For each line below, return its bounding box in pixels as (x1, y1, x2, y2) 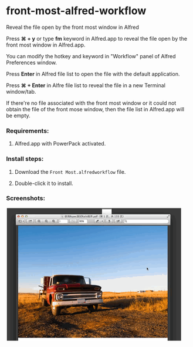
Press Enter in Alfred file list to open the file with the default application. (6, 70, 180, 77)
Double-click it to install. (14, 180, 73, 187)
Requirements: (6, 127, 49, 135)
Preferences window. (6, 59, 57, 66)
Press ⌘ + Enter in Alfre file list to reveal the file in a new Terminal (6, 81, 166, 89)
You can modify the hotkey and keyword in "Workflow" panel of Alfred (6, 52, 176, 60)
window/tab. (6, 88, 36, 95)
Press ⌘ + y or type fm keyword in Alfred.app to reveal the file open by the (6, 35, 188, 42)
